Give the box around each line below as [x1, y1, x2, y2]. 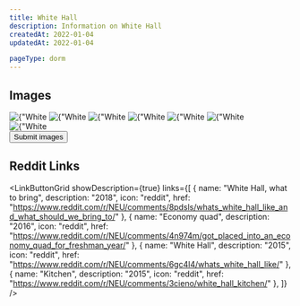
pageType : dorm [9, 55, 66, 64]
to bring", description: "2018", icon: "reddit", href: [9, 192, 191, 203]
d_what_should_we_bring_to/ [9, 211, 116, 222]
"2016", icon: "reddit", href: [9, 221, 109, 232]
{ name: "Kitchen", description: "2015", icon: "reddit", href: [9, 268, 224, 279]
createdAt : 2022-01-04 [9, 30, 94, 39]
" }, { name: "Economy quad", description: [115, 211, 270, 222]
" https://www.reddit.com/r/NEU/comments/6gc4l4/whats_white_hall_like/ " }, [9, 258, 291, 269]
